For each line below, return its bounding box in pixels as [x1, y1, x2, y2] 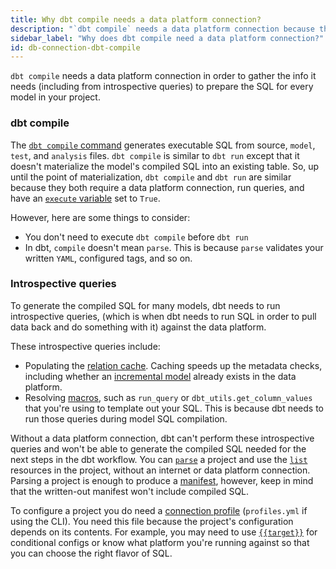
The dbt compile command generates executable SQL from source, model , [10, 139, 316, 151]
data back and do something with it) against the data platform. [10, 321, 267, 333]
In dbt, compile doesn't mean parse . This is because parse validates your [24, 241, 324, 253]
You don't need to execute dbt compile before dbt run [24, 231, 249, 243]
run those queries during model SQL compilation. [24, 412, 228, 425]
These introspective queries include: [10, 340, 161, 352]
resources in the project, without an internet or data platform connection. [10, 464, 311, 476]
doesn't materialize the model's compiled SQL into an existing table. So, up [10, 160, 320, 172]
